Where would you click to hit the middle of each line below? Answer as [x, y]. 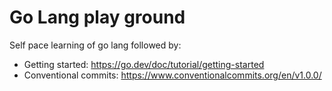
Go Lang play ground [97, 17]
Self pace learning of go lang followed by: [95, 45]
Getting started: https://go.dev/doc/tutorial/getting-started [144, 64]
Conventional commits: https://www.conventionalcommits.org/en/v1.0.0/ [172, 75]
